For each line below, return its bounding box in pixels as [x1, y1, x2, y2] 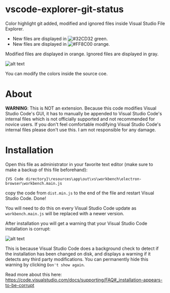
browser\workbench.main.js [5, 181, 62, 186]
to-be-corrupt [5, 282, 35, 288]
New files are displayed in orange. [12, 41, 110, 47]
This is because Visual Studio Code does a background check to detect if [5, 245, 159, 251]
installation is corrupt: [5, 225, 51, 232]
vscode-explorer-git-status [5, 4, 124, 15]
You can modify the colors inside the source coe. [5, 70, 108, 77]
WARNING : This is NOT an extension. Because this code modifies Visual [5, 105, 156, 111]
